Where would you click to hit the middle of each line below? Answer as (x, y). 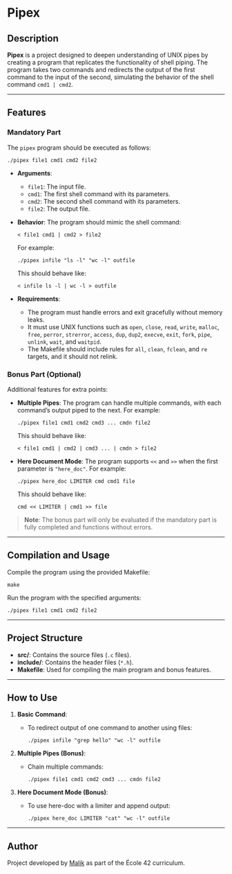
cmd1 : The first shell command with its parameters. (99, 194)
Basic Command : (42, 715)
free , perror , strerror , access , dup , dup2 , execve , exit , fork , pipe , (120, 334)
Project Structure (45, 638)
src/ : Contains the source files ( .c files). (74, 655)
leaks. (36, 320)
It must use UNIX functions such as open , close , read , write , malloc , (123, 326)
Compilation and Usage (59, 556)
